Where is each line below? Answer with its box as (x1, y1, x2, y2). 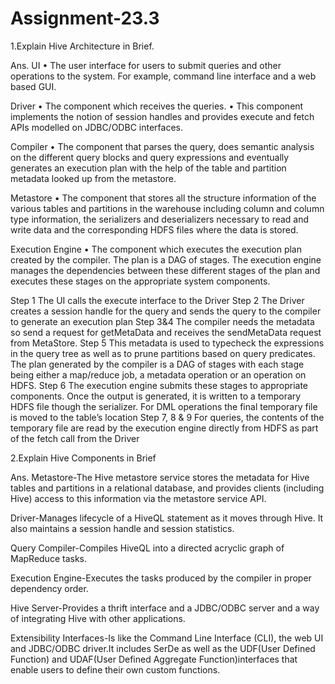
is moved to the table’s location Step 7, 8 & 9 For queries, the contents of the (10, 411, 325, 423)
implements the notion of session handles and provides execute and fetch (10, 110, 315, 122)
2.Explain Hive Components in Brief (10, 452, 157, 464)
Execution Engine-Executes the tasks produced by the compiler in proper (10, 572, 312, 584)
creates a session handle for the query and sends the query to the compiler (10, 305, 322, 317)
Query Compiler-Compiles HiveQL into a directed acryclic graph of (10, 542, 285, 554)
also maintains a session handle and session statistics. (10, 522, 235, 534)
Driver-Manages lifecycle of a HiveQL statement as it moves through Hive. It (10, 512, 324, 524)
